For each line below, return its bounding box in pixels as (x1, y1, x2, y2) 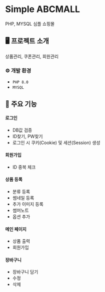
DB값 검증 (12, 127, 32, 133)
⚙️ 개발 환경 (5, 67, 31, 74)
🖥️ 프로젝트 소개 (5, 37, 49, 46)
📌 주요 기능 (5, 100, 37, 108)
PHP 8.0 (12, 80, 28, 85)
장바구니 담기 (12, 269, 38, 275)
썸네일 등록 (12, 195, 34, 201)
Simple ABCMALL (5, 4, 80, 15)
